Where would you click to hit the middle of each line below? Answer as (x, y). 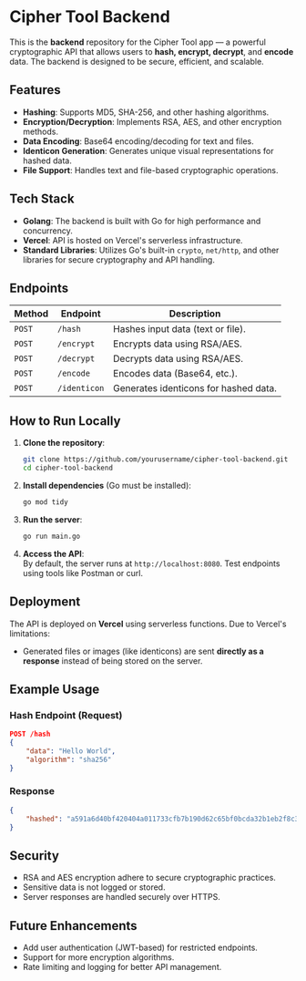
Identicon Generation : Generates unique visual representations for (148, 150)
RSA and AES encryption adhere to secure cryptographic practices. (149, 878)
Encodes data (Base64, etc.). (176, 374)
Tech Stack (42, 199)
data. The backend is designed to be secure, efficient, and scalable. (137, 61)
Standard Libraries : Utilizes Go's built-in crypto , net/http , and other (151, 250)
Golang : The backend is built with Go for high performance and (142, 221)
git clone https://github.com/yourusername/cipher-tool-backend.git (155, 460)
